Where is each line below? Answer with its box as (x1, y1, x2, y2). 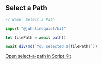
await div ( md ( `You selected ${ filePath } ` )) (5, 44, 98, 49)
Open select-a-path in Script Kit (5, 53, 71, 59)
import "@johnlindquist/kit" (5, 26, 66, 31)
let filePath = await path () (5, 35, 66, 40)
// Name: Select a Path (5, 17, 55, 22)
